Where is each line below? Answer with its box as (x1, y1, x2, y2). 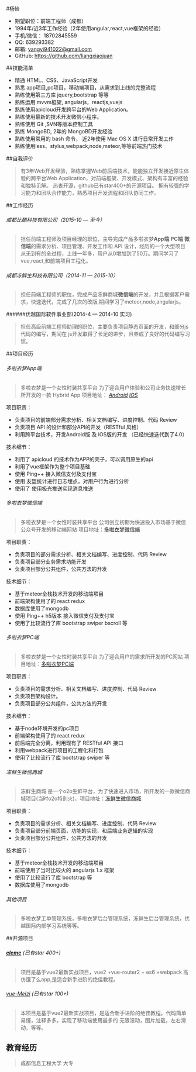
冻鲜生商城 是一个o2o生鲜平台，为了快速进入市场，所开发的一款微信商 (20, 788, 191, 795)
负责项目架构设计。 (14, 692, 61, 700)
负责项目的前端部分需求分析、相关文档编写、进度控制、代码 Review (14, 416, 177, 423)
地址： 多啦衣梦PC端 (25, 660, 74, 668)
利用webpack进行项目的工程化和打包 (14, 747, 104, 754)
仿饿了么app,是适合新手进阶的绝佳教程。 (20, 976, 119, 983)
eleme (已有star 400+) (6, 949, 61, 956)
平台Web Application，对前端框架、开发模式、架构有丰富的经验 (36, 175, 188, 181)
